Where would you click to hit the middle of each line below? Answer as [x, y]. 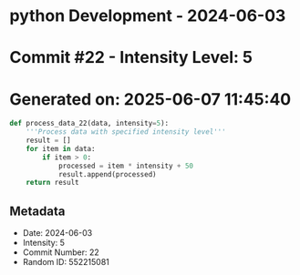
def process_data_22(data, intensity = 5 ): [89, 124]
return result [52, 183]
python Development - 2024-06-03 [148, 16]
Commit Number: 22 [61, 252]
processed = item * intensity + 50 [126, 166]
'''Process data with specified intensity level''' [126, 132]
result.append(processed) [107, 174]
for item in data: [61, 148]
